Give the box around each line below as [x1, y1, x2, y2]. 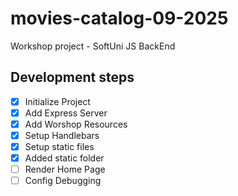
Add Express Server [24, 107, 108, 119]
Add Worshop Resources [24, 118, 128, 130]
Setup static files [24, 141, 95, 152]
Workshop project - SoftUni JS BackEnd [10, 40, 176, 52]
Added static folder [24, 152, 105, 164]
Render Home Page [24, 163, 106, 176]
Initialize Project [24, 95, 91, 107]
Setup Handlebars [24, 129, 100, 141]
